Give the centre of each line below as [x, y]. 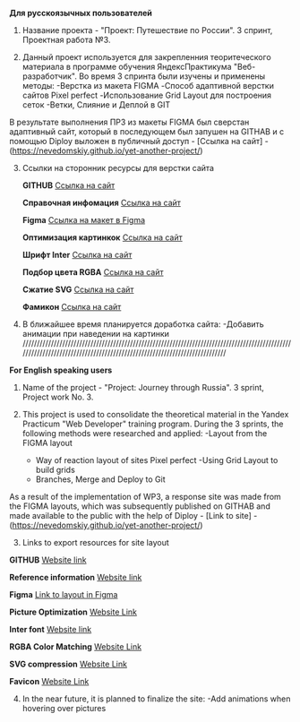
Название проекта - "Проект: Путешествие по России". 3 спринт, [147, 30]
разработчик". [50, 76]
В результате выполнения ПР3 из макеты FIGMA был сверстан [129, 122]
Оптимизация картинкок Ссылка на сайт [103, 237]
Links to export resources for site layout [96, 542]
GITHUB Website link [48, 560]
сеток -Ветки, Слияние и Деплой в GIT [96, 105]
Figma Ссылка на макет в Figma [84, 220]
